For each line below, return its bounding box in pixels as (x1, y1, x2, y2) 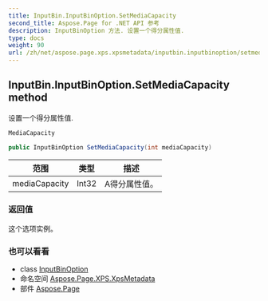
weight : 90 (8, 42, 45, 50)
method (8, 91, 48, 105)
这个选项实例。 (8, 224, 57, 233)
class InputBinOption (19, 264, 89, 274)
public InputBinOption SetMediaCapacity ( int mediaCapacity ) (8, 143, 213, 152)
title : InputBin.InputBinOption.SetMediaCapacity (8, 11, 177, 20)
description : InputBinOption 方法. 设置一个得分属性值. (8, 26, 185, 34)
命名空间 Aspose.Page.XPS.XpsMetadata (19, 274, 156, 283)
